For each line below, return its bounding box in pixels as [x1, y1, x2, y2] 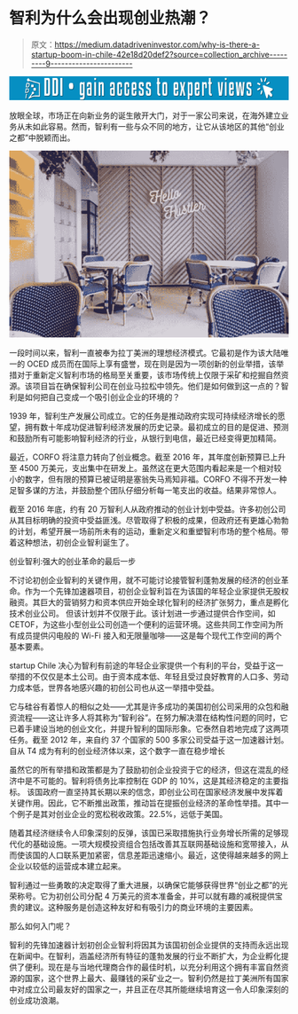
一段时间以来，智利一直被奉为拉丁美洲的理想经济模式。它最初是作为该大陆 [9, 347, 281, 358]
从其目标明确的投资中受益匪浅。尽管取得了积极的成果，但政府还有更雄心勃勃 [9, 515, 289, 525]
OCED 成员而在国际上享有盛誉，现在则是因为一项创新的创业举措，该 [26, 358, 277, 369]
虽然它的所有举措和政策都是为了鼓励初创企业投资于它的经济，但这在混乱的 [9, 764, 281, 774]
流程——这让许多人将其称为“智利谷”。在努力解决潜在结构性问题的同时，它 [16, 711, 288, 723]
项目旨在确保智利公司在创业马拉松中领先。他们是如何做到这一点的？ [32, 381, 281, 391]
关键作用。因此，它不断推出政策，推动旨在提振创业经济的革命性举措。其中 [9, 798, 281, 808]
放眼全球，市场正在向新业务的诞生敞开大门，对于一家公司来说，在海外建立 [9, 110, 281, 121]
